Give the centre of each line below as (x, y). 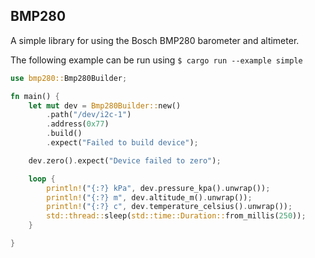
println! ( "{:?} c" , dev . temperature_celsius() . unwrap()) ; (169, 207)
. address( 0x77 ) (78, 124)
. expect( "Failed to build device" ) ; (122, 143)
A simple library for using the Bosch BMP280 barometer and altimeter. (155, 40)
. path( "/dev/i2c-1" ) (89, 115)
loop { (42, 179)
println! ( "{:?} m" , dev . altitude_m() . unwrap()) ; (149, 197)
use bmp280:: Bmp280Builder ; (69, 78)
